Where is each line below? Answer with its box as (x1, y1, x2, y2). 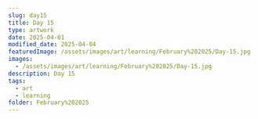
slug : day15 (8, 11, 47, 20)
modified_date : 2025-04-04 (8, 41, 96, 49)
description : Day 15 (8, 70, 76, 78)
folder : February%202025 (8, 99, 89, 106)
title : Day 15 (8, 19, 55, 27)
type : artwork (8, 26, 55, 34)
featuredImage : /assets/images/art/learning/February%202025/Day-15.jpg (8, 48, 251, 56)
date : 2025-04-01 (8, 33, 65, 41)
